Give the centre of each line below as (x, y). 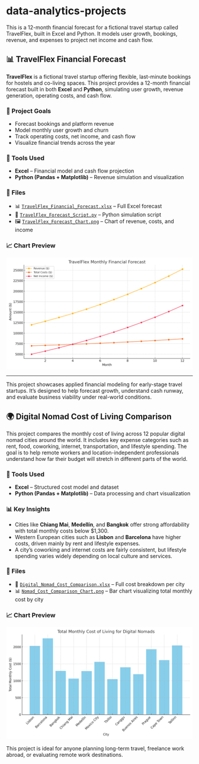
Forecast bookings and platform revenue (64, 124)
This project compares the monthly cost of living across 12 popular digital (96, 434)
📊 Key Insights (28, 510)
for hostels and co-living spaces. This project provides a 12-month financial (98, 83)
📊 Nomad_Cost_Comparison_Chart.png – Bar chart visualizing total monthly (103, 591)
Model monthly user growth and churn (61, 130)
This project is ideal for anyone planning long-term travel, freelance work (95, 749)
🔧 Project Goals (29, 111)
